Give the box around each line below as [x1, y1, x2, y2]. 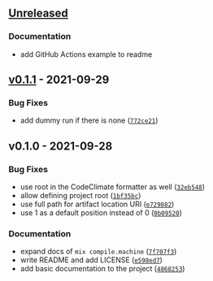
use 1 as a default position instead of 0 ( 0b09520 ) [20, 208, 183, 218]
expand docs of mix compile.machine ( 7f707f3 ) [20, 247, 177, 257]
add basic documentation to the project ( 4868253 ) [20, 264, 185, 274]
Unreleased [8, 6, 69, 20]
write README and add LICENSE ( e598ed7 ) [20, 255, 163, 265]
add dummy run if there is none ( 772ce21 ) [20, 115, 159, 125]
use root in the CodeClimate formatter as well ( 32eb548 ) [20, 182, 206, 192]
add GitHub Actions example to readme [20, 49, 153, 59]
